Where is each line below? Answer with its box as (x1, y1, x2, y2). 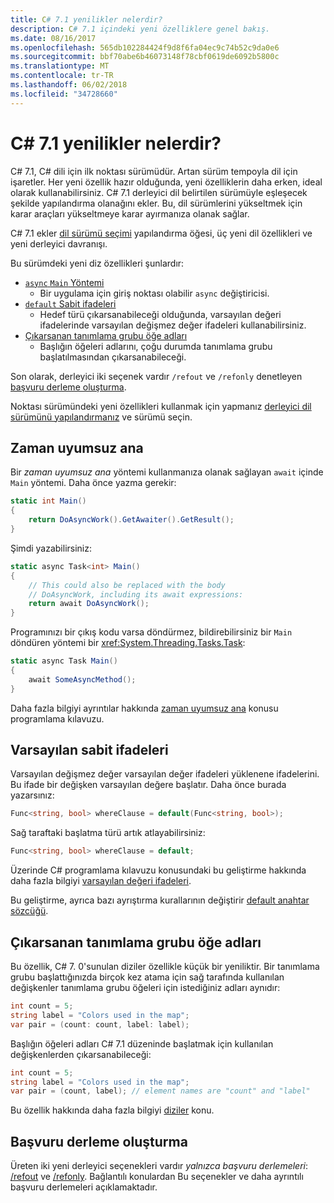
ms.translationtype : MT (10, 61, 110, 71)
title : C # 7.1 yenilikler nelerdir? (10, 14, 163, 25)
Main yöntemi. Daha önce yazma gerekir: (10, 477, 177, 489)
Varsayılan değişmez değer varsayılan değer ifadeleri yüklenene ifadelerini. (10, 768, 320, 780)
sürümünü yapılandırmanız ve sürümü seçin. (10, 411, 193, 423)
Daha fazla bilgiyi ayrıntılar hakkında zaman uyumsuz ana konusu (10, 702, 279, 714)
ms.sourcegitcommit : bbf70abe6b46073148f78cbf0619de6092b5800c (10, 52, 280, 62)
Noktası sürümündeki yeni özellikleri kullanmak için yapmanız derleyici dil (10, 400, 312, 412)
